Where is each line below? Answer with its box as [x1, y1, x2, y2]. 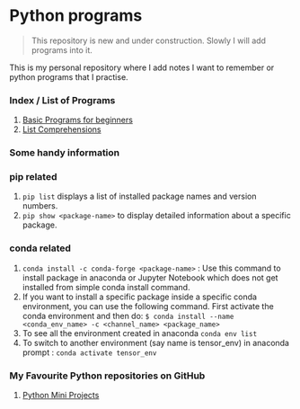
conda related [9, 242, 72, 254]
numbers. [22, 200, 58, 211]
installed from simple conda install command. [22, 281, 190, 292]
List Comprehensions [22, 124, 101, 135]
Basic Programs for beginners [22, 114, 133, 126]
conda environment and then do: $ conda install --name [22, 310, 234, 321]
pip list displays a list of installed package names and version [22, 191, 257, 202]
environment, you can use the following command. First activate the [22, 300, 274, 311]
